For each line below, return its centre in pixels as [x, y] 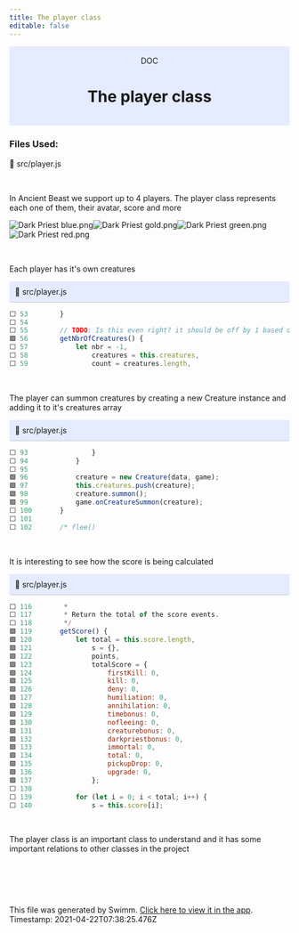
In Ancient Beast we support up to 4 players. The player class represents [143, 198]
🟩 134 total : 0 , [77, 756]
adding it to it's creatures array [66, 407]
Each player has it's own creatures [73, 269]
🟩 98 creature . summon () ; [79, 494]
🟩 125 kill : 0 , [74, 681]
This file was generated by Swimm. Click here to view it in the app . [131, 910]
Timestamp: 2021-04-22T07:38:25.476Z [83, 920]
